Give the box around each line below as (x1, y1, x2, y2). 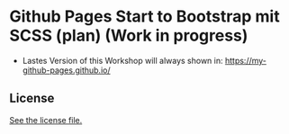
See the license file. (9, 114, 83, 125)
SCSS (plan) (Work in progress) (9, 25, 248, 46)
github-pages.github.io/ (22, 65, 111, 76)
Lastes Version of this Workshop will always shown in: (22, 55, 223, 66)
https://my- (224, 55, 267, 66)
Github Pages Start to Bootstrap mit (9, 6, 281, 27)
